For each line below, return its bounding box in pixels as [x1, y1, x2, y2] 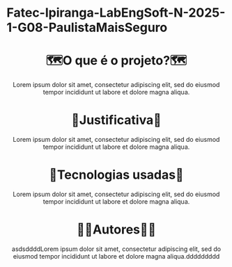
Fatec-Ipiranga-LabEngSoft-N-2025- [6, 5, 226, 21]
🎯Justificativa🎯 [71, 113, 162, 128]
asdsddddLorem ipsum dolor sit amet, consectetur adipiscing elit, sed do [12, 245, 221, 253]
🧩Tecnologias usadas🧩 [49, 167, 184, 183]
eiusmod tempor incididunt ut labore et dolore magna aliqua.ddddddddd [13, 252, 220, 260]
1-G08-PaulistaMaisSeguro [6, 19, 168, 35]
